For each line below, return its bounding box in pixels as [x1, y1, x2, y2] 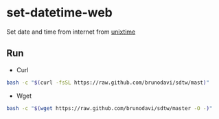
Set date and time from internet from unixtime [6, 28, 136, 36]
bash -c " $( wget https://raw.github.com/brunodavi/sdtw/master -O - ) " [6, 105, 213, 111]
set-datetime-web [6, 5, 113, 21]
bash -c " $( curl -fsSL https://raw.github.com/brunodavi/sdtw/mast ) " [6, 79, 210, 86]
